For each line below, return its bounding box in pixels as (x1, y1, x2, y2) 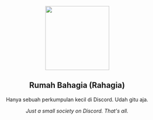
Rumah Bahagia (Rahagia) (29, 80, 125, 90)
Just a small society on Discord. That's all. (25, 107, 129, 114)
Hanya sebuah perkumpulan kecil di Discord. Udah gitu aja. (6, 96, 148, 103)
